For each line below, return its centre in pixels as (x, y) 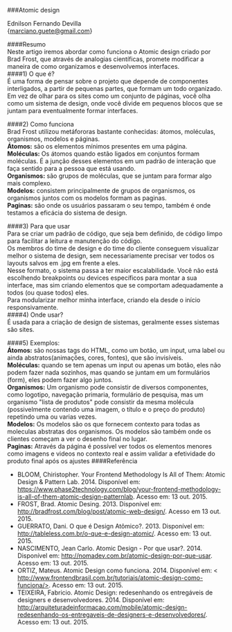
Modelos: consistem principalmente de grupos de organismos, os (101, 191)
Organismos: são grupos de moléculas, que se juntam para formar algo (110, 176)
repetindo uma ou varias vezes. (52, 417)
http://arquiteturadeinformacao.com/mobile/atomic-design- (102, 607)
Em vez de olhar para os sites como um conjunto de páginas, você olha (109, 96)
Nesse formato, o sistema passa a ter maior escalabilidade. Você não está (113, 271)
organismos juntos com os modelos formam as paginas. (87, 198)
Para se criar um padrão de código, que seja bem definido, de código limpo (115, 233)
